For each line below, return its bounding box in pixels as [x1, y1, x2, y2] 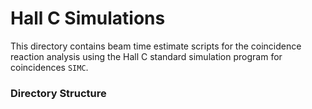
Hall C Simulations [10, 7, 166, 30]
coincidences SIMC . [10, 61, 89, 73]
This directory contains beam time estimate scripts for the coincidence [10, 40, 302, 52]
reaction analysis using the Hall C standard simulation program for [10, 50, 283, 62]
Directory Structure [10, 86, 107, 100]
